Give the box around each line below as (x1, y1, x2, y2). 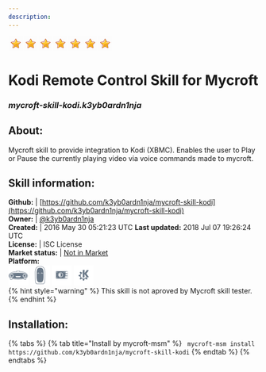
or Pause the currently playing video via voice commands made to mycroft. (8, 153, 254, 163)
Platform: (8, 256, 40, 266)
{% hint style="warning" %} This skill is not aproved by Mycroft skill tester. (8, 286, 253, 296)
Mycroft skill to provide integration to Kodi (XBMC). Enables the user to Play (8, 145, 256, 155)
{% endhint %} (8, 294, 57, 305)
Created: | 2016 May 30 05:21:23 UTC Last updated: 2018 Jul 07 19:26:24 (8, 223, 252, 232)
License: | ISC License (8, 240, 83, 249)
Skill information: (8, 176, 95, 190)
